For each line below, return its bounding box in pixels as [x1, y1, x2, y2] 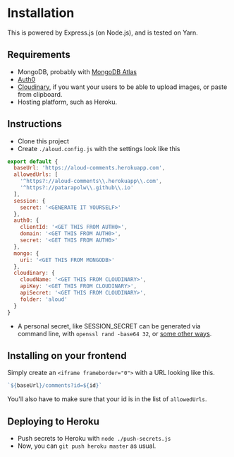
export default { [7, 158, 58, 165]
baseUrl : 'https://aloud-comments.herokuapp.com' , [13, 165, 166, 172]
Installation [7, 5, 75, 21]
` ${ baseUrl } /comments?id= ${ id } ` [7, 382, 102, 389]
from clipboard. [17, 90, 63, 98]
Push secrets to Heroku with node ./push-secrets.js [17, 434, 171, 443]
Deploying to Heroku [7, 415, 100, 427]
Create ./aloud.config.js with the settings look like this [17, 144, 180, 153]
